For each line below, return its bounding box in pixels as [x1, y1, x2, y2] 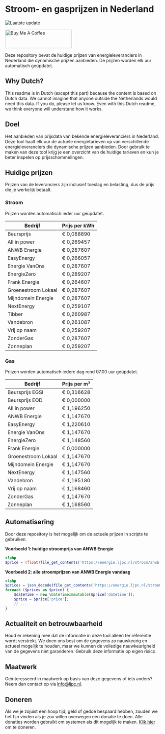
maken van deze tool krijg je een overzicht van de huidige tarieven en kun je [5, 149, 159, 155]
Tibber [7, 310, 23, 317]
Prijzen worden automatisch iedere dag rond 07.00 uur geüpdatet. [5, 369, 138, 375]
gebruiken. [5, 536, 27, 542]
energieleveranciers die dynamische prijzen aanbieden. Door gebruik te [5, 144, 150, 150]
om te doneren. [5, 724, 36, 730]
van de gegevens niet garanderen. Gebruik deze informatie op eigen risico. [5, 648, 157, 655]
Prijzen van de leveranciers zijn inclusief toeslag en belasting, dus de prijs [5, 182, 155, 188]
